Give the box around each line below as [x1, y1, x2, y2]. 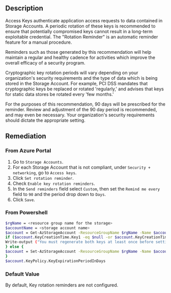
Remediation [5, 132, 47, 141]
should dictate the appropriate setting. [5, 117, 85, 123]
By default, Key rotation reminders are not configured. [5, 282, 119, 288]
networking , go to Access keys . [12, 170, 77, 176]
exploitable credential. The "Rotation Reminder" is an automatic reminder [5, 34, 158, 40]
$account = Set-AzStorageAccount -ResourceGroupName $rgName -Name [5, 249, 152, 254]
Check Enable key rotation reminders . [12, 180, 95, 186]
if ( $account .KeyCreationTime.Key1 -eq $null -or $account [5, 235, 133, 240]
